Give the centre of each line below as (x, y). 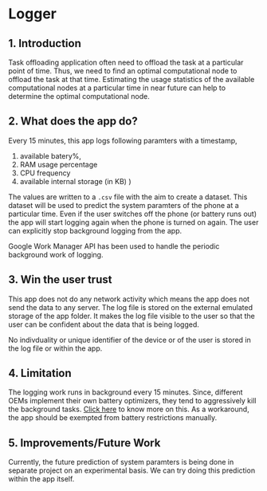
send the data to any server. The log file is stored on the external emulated (131, 307)
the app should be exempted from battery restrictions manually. (113, 418)
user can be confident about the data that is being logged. (104, 324)
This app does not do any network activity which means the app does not (129, 299)
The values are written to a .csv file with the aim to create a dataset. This (128, 197)
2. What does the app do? (73, 122)
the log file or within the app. (55, 348)
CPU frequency (45, 173)
